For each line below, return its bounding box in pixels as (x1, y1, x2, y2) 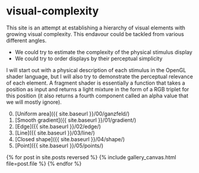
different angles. (6, 37, 47, 44)
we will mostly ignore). (6, 98, 62, 106)
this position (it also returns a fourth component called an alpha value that (6, 92, 189, 99)
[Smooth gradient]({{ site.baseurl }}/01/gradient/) (14, 116, 137, 124)
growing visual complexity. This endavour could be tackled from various (6, 30, 185, 37)
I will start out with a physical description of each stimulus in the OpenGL (6, 66, 186, 73)
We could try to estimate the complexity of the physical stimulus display (14, 48, 193, 55)
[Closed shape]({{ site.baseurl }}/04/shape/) (14, 135, 125, 142)
